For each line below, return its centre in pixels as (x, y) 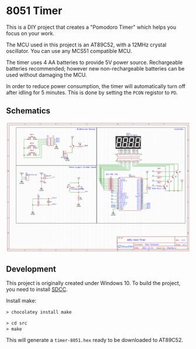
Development (31, 269)
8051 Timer (34, 11)
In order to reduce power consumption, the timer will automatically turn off (96, 86)
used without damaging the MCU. (47, 75)
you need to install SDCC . (37, 290)
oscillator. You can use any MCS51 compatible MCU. (69, 51)
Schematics (28, 111)
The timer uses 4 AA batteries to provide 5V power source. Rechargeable (94, 62)
